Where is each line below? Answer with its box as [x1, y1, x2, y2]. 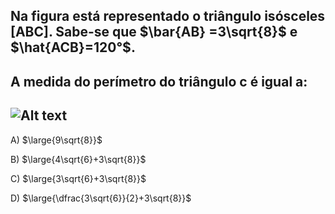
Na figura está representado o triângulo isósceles [10, 8, 326, 25]
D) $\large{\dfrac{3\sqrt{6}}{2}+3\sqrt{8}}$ [10, 192, 192, 204]
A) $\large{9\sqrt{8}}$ [10, 134, 103, 146]
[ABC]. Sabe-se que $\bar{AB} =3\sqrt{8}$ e [10, 24, 298, 41]
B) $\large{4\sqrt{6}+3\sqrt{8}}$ [10, 153, 147, 165]
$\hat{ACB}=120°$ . [10, 39, 136, 56]
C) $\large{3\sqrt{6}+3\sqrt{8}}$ [10, 172, 147, 184]
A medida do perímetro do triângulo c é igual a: [10, 73, 308, 90]
